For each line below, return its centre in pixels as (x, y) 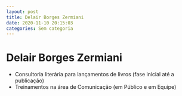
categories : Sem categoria (40, 28)
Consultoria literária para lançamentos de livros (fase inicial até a (94, 75)
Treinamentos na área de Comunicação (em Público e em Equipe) (95, 87)
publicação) (30, 80)
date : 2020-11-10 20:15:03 (40, 23)
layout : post (22, 12)
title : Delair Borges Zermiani (45, 17)
